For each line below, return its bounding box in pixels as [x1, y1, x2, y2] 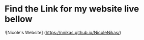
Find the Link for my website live [4, 3, 140, 14]
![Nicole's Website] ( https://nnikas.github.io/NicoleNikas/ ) [4, 29, 121, 35]
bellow [4, 13, 33, 25]
